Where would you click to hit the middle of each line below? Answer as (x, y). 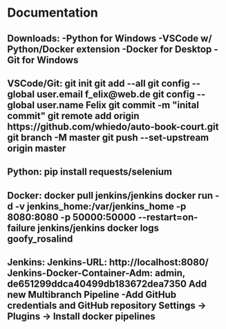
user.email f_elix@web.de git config (116, 94)
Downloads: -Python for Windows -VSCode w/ (110, 38)
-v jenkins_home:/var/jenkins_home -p (101, 206)
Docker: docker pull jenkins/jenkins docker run (110, 195)
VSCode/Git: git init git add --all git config (98, 83)
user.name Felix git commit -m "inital (118, 105)
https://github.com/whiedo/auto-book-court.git (113, 126)
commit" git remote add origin (73, 116)
